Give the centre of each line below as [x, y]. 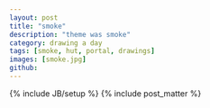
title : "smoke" [38, 26]
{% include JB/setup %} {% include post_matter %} [105, 93]
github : [24, 68]
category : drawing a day [56, 43]
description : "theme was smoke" [70, 34]
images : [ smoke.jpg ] [48, 59]
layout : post [34, 18]
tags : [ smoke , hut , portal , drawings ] [82, 51]
